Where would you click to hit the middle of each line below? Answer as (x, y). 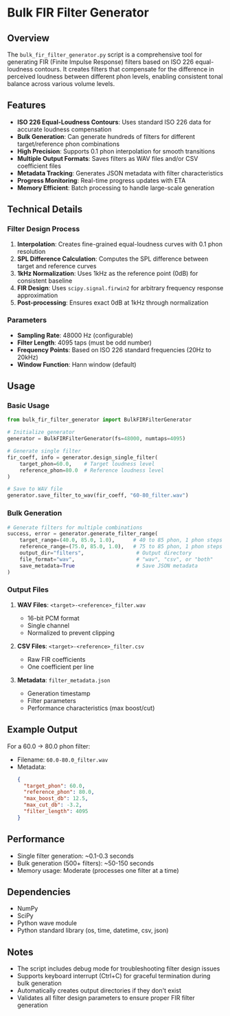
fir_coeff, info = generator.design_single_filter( (82, 457)
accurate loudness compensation (64, 129)
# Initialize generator (41, 432)
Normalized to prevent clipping (71, 633)
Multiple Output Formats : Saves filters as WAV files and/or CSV (107, 158)
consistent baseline (45, 281)
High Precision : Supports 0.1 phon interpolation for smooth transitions (116, 151)
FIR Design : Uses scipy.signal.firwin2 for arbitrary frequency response (120, 288)
